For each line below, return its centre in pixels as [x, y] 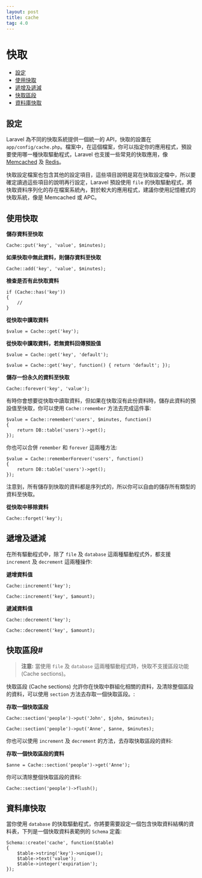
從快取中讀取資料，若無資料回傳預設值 [54, 343]
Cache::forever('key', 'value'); [48, 389]
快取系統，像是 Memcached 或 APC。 [53, 197]
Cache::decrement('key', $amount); [51, 630]
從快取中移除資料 [27, 507]
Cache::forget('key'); [35, 518]
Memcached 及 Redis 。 [35, 162]
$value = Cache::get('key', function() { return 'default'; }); [88, 365]
